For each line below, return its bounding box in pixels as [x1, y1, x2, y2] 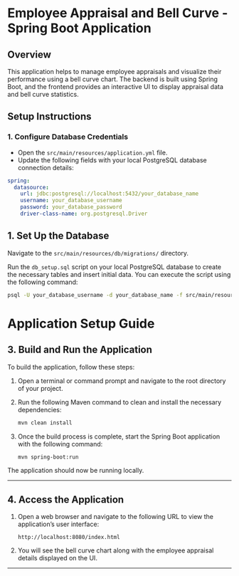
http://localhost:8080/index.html [17, 534, 120, 541]
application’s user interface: [17, 520, 100, 528]
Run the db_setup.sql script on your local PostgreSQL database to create [7, 262, 222, 271]
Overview [7, 48, 52, 61]
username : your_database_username [20, 197, 122, 204]
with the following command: [17, 439, 103, 448]
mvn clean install [17, 419, 73, 426]
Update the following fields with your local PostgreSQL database [17, 155, 208, 164]
